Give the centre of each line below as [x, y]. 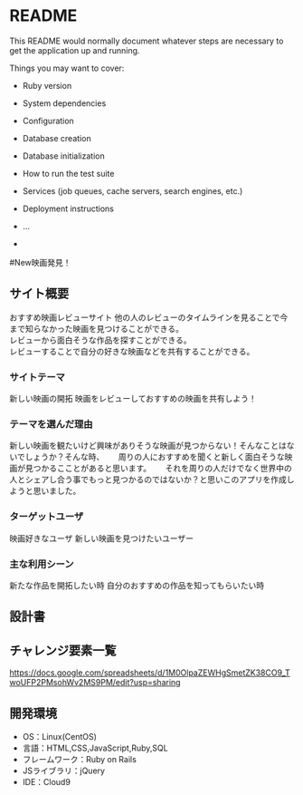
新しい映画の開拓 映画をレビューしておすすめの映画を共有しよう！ [133, 399]
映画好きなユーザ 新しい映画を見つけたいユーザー [102, 538]
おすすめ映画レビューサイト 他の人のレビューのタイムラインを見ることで [145, 317]
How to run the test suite [68, 173]
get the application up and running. [75, 50]
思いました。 [57, 491]
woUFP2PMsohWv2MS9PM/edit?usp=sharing [95, 683]
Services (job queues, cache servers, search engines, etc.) [133, 190]
